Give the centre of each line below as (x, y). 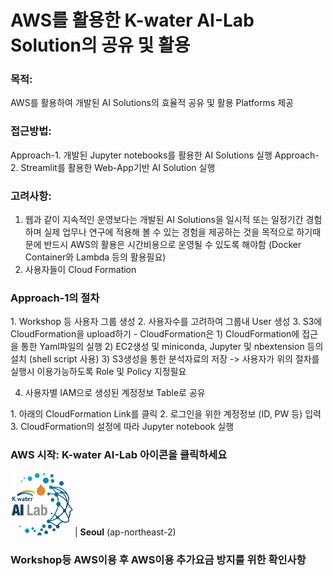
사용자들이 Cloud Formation (80, 270)
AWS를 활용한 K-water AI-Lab (132, 20)
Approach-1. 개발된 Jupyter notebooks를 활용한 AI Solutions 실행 (141, 155)
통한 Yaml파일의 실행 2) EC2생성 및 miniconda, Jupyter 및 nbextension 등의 (172, 347)
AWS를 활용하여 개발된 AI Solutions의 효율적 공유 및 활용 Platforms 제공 (152, 103)
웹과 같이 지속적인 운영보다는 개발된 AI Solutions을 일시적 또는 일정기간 (164, 220)
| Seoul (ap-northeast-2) (125, 532)
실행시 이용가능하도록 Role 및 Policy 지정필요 (98, 372)
